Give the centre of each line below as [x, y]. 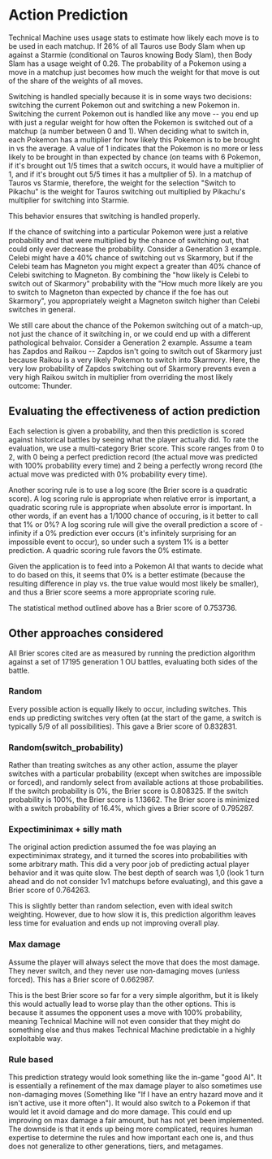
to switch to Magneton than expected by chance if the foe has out [119, 292]
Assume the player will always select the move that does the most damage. [134, 962]
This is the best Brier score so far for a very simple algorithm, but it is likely [134, 995]
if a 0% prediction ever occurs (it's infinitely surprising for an [135, 533]
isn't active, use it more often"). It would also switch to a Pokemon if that [130, 1103]
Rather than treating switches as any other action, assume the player [123, 765]
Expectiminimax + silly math [65, 830]
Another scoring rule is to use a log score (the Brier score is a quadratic [128, 490]
